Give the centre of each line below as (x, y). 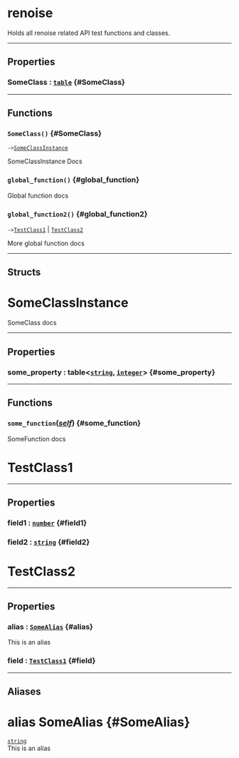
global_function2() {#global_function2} (78, 214)
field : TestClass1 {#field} (52, 661)
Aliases (24, 692)
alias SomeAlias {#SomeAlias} (99, 722)
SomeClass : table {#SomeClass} (67, 82)
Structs (24, 272)
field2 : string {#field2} (49, 542)
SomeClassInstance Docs (45, 161)
